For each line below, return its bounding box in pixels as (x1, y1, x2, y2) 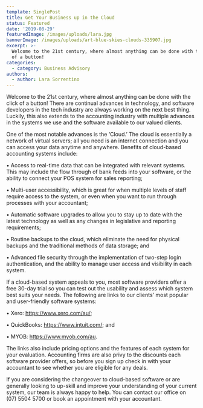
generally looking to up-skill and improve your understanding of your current (6, 383, 197, 390)
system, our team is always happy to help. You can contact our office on (6, 389, 186, 396)
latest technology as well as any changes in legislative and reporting (6, 218, 176, 225)
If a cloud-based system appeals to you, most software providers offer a (6, 278, 187, 286)
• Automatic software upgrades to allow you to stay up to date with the (6, 211, 182, 218)
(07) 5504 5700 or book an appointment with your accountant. (6, 395, 162, 403)
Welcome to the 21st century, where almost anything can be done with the (6, 93, 192, 101)
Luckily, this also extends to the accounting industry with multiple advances (6, 113, 195, 120)
